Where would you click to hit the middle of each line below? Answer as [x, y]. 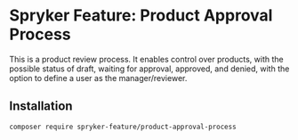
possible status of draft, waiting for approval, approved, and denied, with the [149, 69]
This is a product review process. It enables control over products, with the [146, 59]
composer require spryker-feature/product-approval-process [123, 127]
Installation [41, 107]
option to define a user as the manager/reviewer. [98, 78]
